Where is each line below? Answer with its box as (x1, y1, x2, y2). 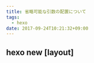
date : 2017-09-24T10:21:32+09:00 (6, 25, 89, 31)
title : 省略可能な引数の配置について (6, 8, 87, 15)
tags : (6, 14, 20, 20)
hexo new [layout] (6, 47, 74, 57)
